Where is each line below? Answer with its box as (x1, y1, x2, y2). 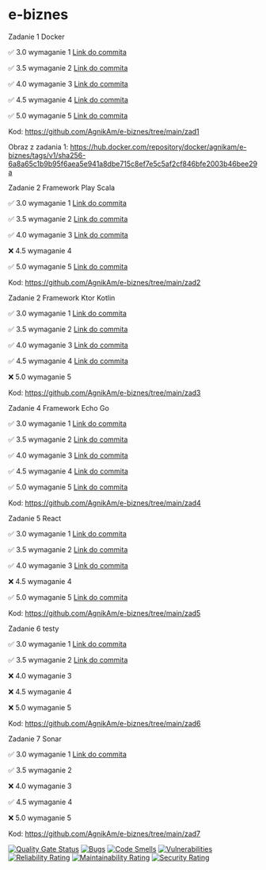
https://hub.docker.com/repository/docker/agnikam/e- (70, 141, 247, 152)
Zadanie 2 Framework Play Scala (8, 183, 116, 192)
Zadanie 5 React (8, 513, 62, 523)
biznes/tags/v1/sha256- (8, 150, 86, 160)
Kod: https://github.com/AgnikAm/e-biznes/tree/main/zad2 (8, 277, 201, 287)
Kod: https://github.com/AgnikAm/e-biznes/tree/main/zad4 (8, 498, 202, 508)
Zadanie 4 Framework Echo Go (8, 403, 109, 412)
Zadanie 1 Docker (8, 32, 65, 41)
